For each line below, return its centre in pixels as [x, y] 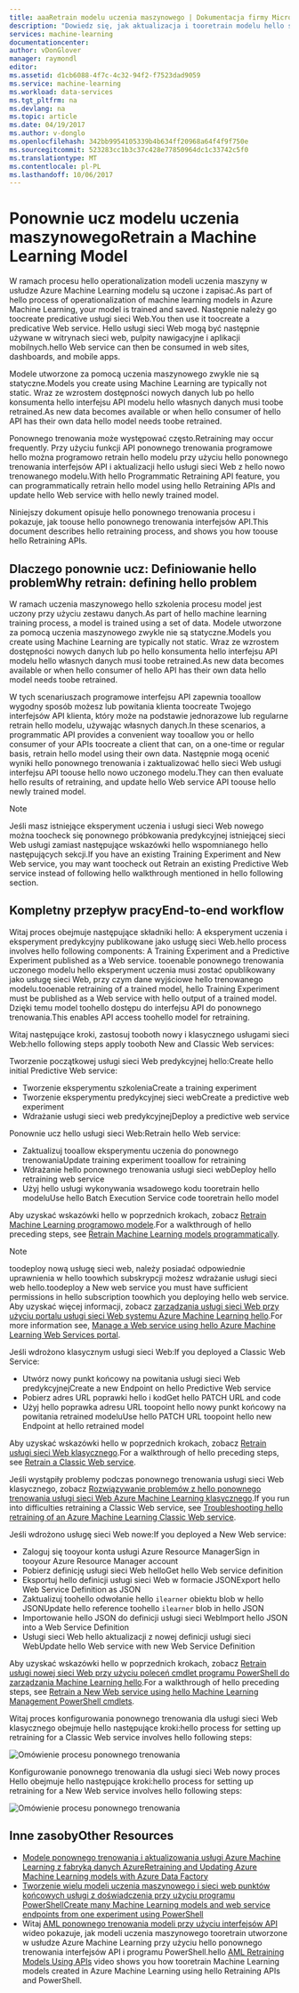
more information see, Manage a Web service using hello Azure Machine [142, 1325]
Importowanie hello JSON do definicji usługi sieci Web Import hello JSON [155, 1618]
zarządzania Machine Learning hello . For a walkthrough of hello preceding [145, 1682]
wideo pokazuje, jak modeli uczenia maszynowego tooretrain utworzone [154, 1932]
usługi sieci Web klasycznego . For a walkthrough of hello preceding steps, [144, 1452]
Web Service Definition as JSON [81, 1589]
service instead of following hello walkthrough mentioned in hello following [146, 873]
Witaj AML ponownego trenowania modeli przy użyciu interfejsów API [150, 1924]
